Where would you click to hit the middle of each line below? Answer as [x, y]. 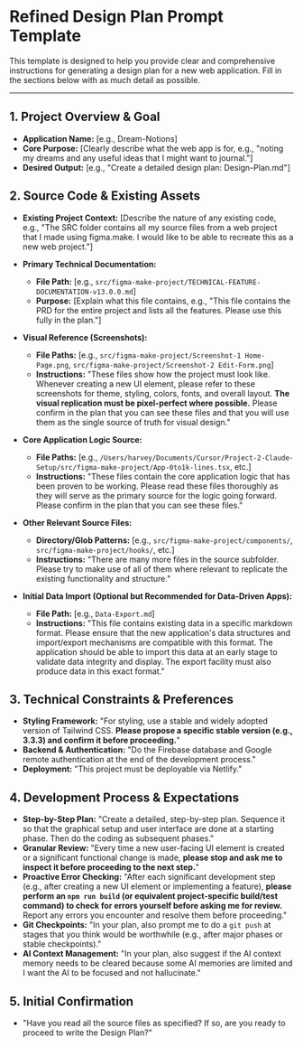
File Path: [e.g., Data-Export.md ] [95, 613]
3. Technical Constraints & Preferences [122, 699]
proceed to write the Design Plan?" [87, 1033]
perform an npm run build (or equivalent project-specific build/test [150, 896]
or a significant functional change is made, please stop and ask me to [152, 858]
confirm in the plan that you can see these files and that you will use [162, 412]
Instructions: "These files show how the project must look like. [153, 374]
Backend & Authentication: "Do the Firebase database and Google [147, 750]
